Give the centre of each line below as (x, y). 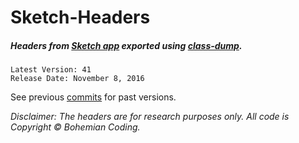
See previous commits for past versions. (93, 97)
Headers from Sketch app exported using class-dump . (126, 45)
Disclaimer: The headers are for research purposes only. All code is (150, 117)
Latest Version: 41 (51, 70)
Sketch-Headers (80, 17)
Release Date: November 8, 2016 (77, 79)
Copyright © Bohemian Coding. (75, 127)
